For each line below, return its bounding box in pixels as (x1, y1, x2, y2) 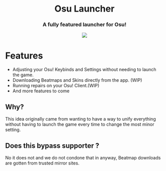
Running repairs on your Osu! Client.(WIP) (12, 83, 100, 89)
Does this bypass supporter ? (5, 141, 100, 150)
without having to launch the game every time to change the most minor (5, 122, 154, 128)
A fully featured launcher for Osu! (42, 21, 127, 28)
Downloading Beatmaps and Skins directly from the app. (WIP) (12, 77, 142, 83)
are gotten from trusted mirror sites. (5, 160, 79, 166)
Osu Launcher (54, 3, 115, 15)
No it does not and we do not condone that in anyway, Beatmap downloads (5, 155, 161, 161)
